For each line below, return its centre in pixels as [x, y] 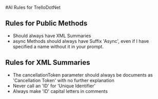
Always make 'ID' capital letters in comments [60, 91]
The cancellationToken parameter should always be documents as [83, 75]
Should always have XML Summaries [52, 36]
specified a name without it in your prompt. [58, 46]
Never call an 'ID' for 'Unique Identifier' [54, 86]
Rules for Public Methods [46, 23]
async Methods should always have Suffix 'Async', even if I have [81, 41]
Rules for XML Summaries [48, 63]
